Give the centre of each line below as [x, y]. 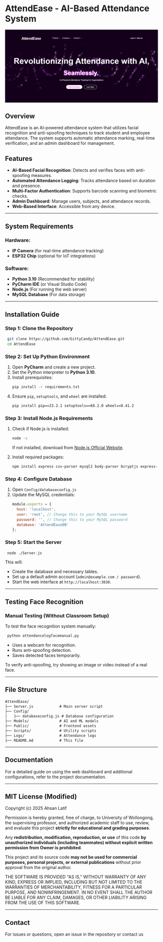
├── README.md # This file [44, 740]
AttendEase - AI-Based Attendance [77, 9]
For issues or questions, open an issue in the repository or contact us [74, 934]
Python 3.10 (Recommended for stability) [53, 279]
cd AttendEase [21, 344]
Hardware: [18, 240]
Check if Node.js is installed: [41, 429]
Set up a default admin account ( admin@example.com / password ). [77, 577]
